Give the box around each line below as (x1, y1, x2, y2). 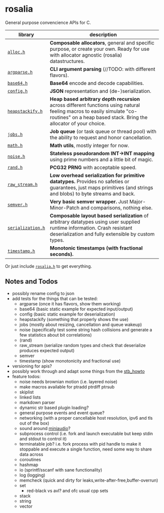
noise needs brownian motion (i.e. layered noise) (19, 379, 118, 385)
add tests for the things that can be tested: (12, 296, 98, 301)
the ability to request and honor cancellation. (49, 134, 152, 141)
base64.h (7, 80, 28, 86)
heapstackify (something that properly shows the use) (19, 316, 128, 322)
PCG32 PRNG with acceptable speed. (49, 164, 137, 171)
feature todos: (12, 373, 41, 379)
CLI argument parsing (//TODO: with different (49, 65, 155, 72)
